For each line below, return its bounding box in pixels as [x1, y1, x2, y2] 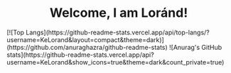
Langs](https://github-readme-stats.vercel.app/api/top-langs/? [26, 28, 210, 36]
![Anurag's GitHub [168, 43, 222, 51]
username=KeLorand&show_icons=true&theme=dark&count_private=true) [6, 58, 225, 66]
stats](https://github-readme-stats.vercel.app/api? [6, 51, 154, 59]
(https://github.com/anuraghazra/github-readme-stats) [6, 43, 168, 51]
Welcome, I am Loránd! [49, 5, 188, 21]
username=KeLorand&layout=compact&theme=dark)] [6, 35, 164, 44]
